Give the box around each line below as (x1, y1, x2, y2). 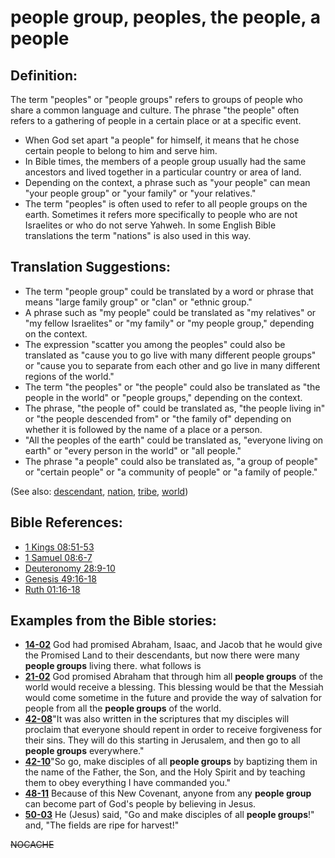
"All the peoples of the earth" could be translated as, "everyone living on (24, 434, 324, 446)
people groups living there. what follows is (24, 660, 202, 672)
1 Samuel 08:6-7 (24, 551, 93, 563)
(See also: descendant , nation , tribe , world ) (10, 485, 189, 497)
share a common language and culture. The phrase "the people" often (10, 104, 300, 116)
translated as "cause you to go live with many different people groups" (24, 349, 317, 361)
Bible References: (10, 514, 123, 531)
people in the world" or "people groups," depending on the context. (24, 391, 303, 403)
